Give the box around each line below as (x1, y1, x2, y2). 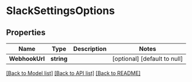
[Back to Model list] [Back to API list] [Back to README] (6, 70, 141, 77)
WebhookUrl (9, 54, 45, 63)
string (50, 54, 68, 63)
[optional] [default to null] (112, 54, 183, 63)
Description (73, 45, 107, 53)
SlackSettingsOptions (6, 4, 115, 18)
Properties (6, 28, 46, 37)
